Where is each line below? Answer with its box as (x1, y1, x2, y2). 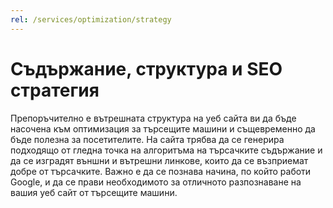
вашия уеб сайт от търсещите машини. (10, 186, 178, 198)
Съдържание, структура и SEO (10, 57, 283, 80)
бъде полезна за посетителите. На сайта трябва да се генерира (10, 133, 285, 145)
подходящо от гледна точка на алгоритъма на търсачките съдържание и (10, 144, 323, 156)
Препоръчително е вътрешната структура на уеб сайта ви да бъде (10, 112, 297, 124)
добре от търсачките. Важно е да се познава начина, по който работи (10, 165, 312, 177)
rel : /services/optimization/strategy (10, 14, 172, 25)
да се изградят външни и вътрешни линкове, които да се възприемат (10, 154, 309, 166)
